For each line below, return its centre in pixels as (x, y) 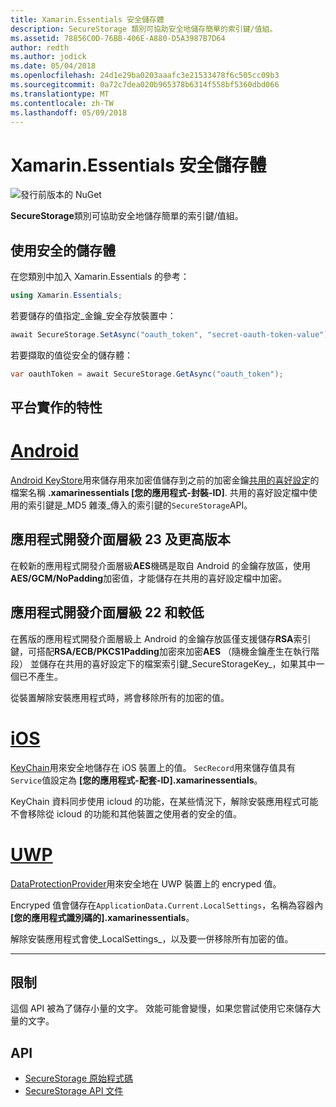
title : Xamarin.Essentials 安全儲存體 (87, 19)
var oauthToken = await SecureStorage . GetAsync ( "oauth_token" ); (147, 374)
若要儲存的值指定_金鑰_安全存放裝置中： (93, 315)
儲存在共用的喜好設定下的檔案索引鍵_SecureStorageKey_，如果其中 (177, 663)
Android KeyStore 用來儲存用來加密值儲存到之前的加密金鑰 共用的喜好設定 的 (165, 480)
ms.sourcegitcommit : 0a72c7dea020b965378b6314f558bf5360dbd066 (145, 85)
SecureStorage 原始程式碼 (79, 1078)
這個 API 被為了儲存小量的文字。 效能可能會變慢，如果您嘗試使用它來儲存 (161, 1008)
